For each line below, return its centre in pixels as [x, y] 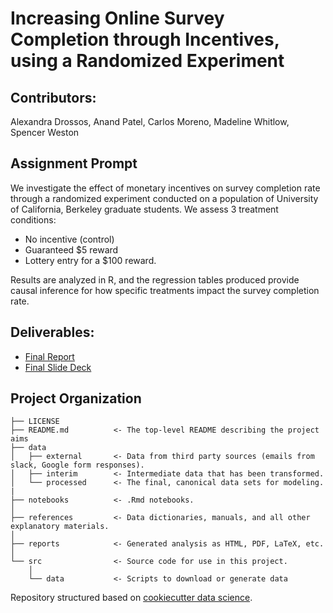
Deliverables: [52, 332]
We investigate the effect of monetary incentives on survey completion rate [165, 188]
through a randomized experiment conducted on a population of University [164, 198]
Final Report [49, 356]
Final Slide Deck [58, 367]
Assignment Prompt [74, 163]
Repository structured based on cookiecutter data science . [131, 598]
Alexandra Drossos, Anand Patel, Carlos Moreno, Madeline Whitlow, [150, 121]
